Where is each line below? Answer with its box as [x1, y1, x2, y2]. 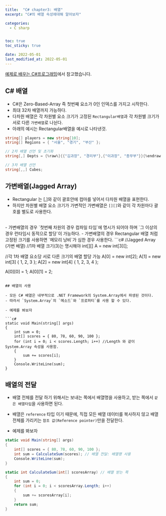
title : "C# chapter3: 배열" [5, 7, 63, 12]
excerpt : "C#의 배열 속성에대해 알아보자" [5, 12, 82, 17]
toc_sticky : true [5, 43, 41, 48]
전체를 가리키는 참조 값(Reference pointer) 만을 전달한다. [12, 418, 124, 423]
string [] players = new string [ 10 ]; [5, 136, 81, 141]
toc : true [5, 39, 26, 44]
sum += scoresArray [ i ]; [23, 493, 72, 498]
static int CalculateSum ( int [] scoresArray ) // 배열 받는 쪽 [5, 469, 128, 475]
